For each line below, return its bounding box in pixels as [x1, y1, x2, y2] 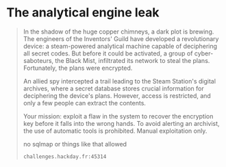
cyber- [194, 49, 214, 57]
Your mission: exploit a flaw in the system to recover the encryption [23, 112, 214, 120]
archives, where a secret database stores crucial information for [23, 84, 204, 92]
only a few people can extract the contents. [23, 99, 147, 107]
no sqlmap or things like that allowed [23, 140, 127, 148]
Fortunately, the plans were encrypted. [23, 64, 133, 72]
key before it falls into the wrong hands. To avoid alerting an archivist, [23, 119, 220, 127]
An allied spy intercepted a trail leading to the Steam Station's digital [23, 77, 216, 85]
